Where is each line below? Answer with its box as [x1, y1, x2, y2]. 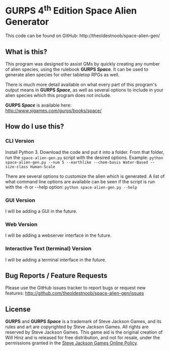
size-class [5, 164, 28, 169]
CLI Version [5, 138, 34, 145]
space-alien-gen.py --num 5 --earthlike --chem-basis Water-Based [5, 159, 148, 165]
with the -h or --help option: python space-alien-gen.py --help [5, 184, 138, 190]
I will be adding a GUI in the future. [5, 208, 77, 214]
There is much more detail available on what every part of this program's [5, 82, 157, 88]
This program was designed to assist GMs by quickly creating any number [5, 61, 160, 67]
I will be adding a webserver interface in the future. [5, 232, 112, 239]
